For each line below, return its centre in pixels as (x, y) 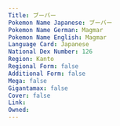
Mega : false (27, 81)
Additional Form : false (47, 74)
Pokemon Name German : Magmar (56, 30)
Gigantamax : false (38, 88)
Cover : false (29, 95)
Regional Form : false (44, 67)
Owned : (19, 110)
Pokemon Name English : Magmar (58, 37)
